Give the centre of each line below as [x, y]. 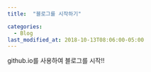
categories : [25, 26]
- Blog [23, 33]
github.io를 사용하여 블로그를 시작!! [56, 61]
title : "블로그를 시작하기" [44, 14]
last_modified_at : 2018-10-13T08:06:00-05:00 [75, 40]
